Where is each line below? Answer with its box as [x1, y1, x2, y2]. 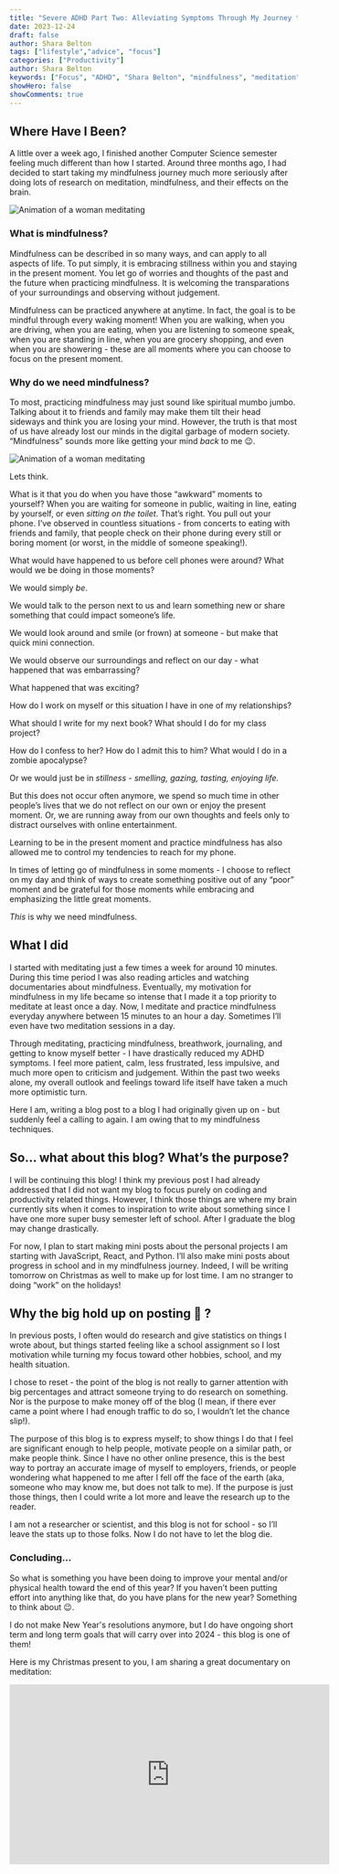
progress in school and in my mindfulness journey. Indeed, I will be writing [9, 1260, 289, 1271]
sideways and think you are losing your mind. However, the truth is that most [9, 416, 298, 427]
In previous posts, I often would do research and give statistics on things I [9, 1330, 287, 1341]
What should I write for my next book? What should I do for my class [9, 717, 267, 728]
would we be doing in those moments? [9, 564, 155, 576]
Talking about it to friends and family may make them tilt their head [9, 406, 261, 417]
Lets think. [9, 471, 49, 482]
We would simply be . [9, 582, 89, 593]
